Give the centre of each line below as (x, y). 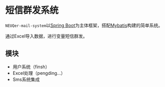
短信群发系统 (32, 10)
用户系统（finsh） (31, 67)
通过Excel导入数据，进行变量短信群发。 (46, 36)
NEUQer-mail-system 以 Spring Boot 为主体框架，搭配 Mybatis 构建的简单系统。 (84, 25)
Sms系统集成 (26, 79)
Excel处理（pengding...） (39, 73)
